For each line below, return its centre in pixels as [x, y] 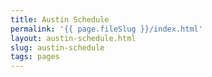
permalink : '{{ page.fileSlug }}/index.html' [106, 29]
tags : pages [35, 57]
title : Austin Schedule [60, 19]
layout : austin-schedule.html [73, 38]
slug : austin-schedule [57, 47]
